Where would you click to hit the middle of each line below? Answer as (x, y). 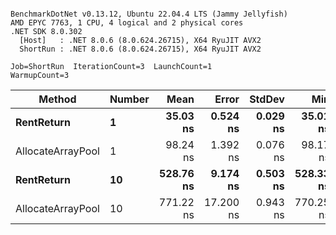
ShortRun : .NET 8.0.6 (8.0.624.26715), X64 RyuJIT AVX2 (140, 49)
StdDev (267, 99)
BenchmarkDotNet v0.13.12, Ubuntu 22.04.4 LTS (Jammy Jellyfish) (149, 14)
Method (57, 99)
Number (129, 99)
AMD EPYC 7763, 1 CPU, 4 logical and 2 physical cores (127, 23)
